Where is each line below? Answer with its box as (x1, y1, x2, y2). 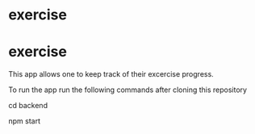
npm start (8, 116, 41, 126)
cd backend (8, 101, 48, 111)
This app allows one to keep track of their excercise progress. (8, 69, 214, 79)
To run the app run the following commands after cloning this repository (8, 85, 248, 94)
